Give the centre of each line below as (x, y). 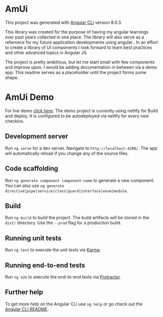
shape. (12, 77)
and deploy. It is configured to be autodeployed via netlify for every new (77, 116)
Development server (37, 137)
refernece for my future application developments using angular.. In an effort (81, 42)
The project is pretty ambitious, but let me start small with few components (80, 62)
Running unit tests (33, 238)
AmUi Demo (30, 97)
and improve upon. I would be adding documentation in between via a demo (81, 67)
